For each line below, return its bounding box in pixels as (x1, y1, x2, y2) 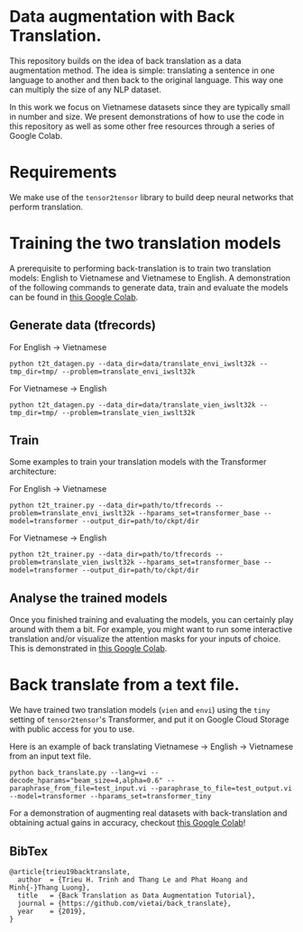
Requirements (9, 162, 117, 182)
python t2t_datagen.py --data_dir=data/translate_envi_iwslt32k (9, 359, 256, 368)
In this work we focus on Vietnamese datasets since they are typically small (9, 101, 290, 112)
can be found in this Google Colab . (9, 291, 139, 302)
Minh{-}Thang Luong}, (9, 883, 91, 892)
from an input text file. (9, 751, 92, 761)
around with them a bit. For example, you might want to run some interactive (9, 624, 293, 635)
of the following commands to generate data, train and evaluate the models (9, 281, 289, 292)
